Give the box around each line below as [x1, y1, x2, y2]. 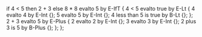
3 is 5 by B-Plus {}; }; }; [6, 24, 64, 31]
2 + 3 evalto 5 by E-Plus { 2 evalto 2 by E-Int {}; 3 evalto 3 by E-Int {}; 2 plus [6, 18, 197, 24]
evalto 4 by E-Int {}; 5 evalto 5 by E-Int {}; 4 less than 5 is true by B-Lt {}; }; [6, 11, 194, 18]
